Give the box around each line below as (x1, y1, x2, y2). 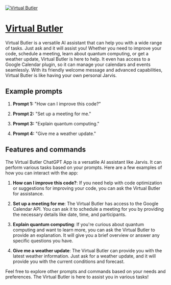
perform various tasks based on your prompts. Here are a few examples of (5, 164, 162, 170)
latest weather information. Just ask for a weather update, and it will (12, 253, 156, 259)
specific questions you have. (12, 237, 74, 244)
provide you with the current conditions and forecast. (12, 258, 125, 265)
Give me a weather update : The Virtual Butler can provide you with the (12, 247, 162, 253)
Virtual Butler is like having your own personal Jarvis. (5, 72, 117, 78)
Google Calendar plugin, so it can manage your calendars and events (5, 61, 151, 68)
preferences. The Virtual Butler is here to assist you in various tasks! (5, 274, 149, 280)
